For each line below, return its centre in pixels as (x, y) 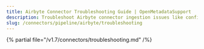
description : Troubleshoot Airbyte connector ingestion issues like (95, 17)
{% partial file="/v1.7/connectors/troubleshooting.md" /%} (79, 40)
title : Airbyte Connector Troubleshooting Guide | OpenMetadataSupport (99, 12)
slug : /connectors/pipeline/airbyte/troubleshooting (74, 23)
